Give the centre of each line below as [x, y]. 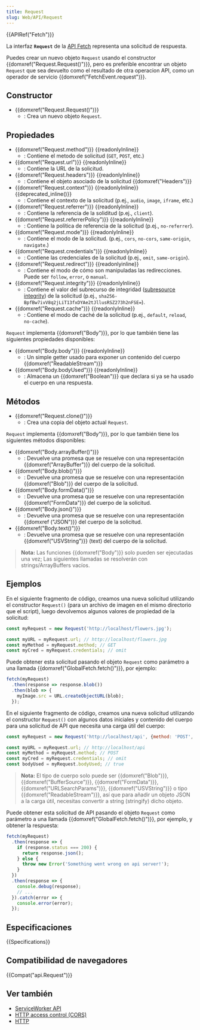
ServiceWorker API [38, 1008]
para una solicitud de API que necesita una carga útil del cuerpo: [86, 726]
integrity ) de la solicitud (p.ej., [60, 296]
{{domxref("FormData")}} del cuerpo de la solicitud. [87, 502]
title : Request [25, 12]
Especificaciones [39, 927]
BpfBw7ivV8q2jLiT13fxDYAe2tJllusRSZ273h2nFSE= [83, 303]
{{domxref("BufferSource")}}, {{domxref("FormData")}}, [90, 782]
